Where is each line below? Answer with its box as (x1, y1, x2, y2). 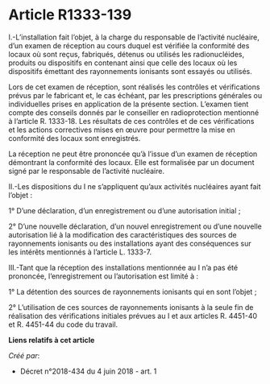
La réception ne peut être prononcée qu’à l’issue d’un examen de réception (8, 149, 258, 159)
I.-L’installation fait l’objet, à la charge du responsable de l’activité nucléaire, (8, 32, 260, 42)
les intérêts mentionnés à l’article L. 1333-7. (8, 247, 152, 257)
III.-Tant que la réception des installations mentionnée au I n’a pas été (8, 262, 239, 272)
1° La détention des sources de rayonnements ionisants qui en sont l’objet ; (8, 287, 257, 296)
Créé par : (8, 350, 40, 360)
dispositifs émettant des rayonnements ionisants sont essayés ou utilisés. (8, 66, 252, 76)
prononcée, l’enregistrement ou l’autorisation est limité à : (8, 271, 199, 281)
